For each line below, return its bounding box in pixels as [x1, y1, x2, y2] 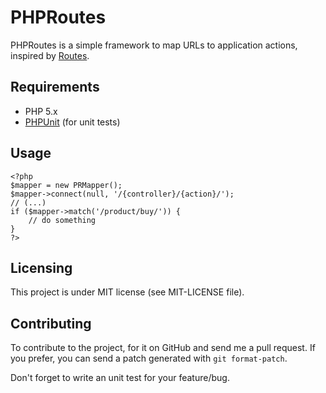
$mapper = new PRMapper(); [10, 180, 123, 190]
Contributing [10, 315, 92, 332]
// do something [28, 215, 97, 225]
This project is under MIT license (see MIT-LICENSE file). [10, 286, 245, 298]
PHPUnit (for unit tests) [24, 116, 121, 128]
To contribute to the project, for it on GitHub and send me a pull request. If [10, 342, 316, 354]
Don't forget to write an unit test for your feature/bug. [10, 372, 230, 384]
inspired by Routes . [10, 49, 90, 61]
